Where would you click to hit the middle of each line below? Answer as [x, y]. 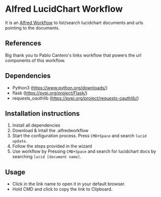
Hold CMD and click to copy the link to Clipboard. [62, 189]
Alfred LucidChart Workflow [64, 9]
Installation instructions [42, 113]
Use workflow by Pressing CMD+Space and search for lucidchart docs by [84, 151]
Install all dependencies [36, 125]
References [23, 43]
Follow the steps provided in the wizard [52, 146]
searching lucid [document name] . [47, 157]
